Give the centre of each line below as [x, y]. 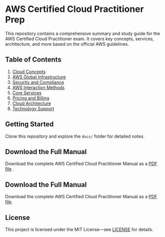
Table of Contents [33, 60]
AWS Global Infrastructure [39, 77]
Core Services [27, 92]
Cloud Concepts [29, 72]
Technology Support [33, 108]
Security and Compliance [38, 82]
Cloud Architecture [31, 103]
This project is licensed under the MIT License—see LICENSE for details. [79, 229]
